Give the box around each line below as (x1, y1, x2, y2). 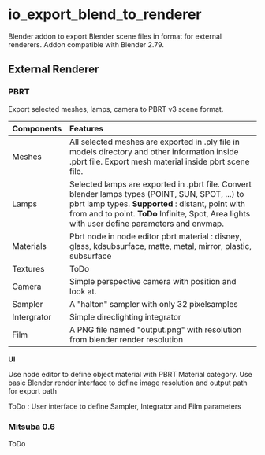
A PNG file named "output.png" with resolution (69, 324, 242, 335)
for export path (8, 386, 58, 395)
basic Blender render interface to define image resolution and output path (8, 378, 248, 387)
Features (69, 123, 104, 134)
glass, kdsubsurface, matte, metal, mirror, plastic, (69, 240, 252, 251)
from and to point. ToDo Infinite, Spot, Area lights (69, 208, 251, 219)
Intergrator (12, 311, 52, 322)
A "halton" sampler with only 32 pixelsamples (69, 298, 238, 309)
